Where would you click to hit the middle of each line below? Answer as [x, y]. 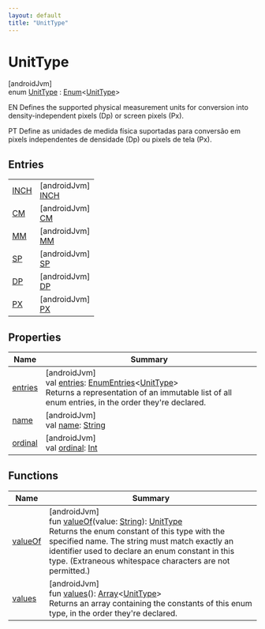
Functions [34, 476]
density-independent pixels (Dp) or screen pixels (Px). [96, 116]
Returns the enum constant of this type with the [137, 531]
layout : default [35, 15]
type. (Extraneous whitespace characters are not [139, 560]
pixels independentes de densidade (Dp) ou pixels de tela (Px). [110, 140]
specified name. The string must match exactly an [141, 540]
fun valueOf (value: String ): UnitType [116, 521]
